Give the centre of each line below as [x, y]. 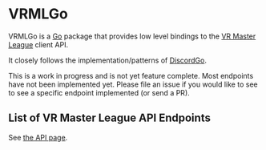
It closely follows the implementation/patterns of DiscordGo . [107, 60]
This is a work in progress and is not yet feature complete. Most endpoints [131, 75]
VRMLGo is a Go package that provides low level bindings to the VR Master [132, 36]
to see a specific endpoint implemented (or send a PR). [99, 92]
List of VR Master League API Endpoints [109, 118]
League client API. [38, 44]
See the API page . [38, 137]
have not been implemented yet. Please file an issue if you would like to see [133, 84]
